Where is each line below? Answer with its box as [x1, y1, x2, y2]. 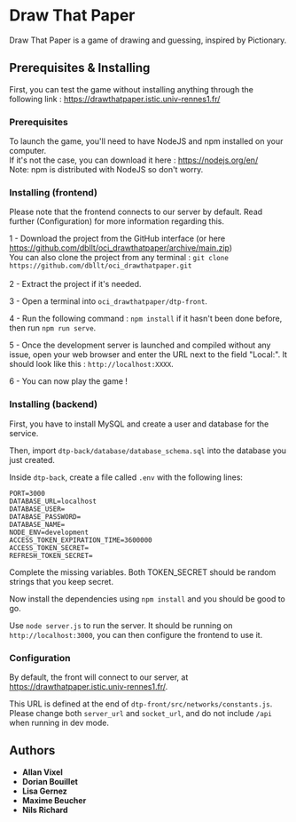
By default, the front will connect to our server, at [9, 672, 189, 682]
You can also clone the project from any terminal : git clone [9, 252, 229, 263]
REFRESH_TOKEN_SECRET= [9, 551, 93, 560]
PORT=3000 [9, 489, 46, 498]
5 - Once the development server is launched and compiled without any [9, 339, 271, 351]
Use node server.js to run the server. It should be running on [9, 619, 233, 631]
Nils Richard [21, 804, 68, 815]
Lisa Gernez [21, 786, 68, 796]
